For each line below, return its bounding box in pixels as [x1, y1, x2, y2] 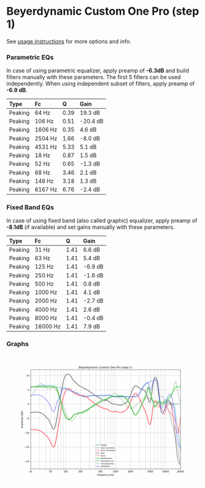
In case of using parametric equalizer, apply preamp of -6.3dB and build [6, 67, 189, 74]
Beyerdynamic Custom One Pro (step [6, 4, 199, 18]
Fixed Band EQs [6, 203, 54, 211]
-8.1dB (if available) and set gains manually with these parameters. [6, 223, 175, 231]
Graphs [6, 339, 29, 348]
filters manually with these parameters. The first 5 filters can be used [6, 74, 181, 81]
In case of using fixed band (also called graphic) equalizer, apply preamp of [6, 217, 198, 225]
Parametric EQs [6, 53, 54, 61]
